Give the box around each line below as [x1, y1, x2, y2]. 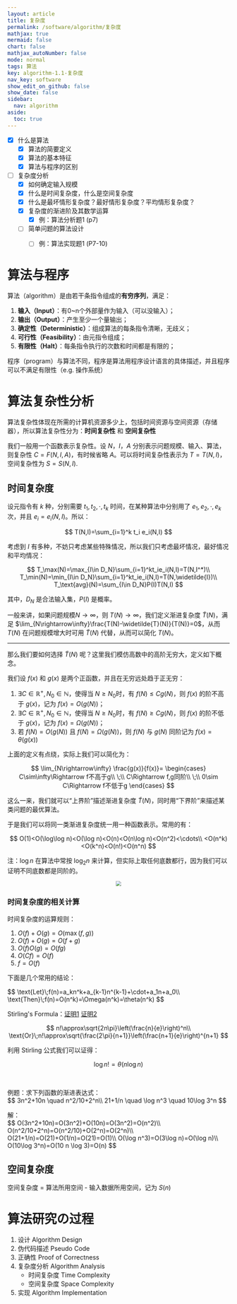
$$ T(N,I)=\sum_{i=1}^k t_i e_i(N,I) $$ [64, 527, 173, 536]
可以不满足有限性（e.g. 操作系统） [7, 365, 107, 375]
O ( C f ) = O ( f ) [17, 951, 54, 960]
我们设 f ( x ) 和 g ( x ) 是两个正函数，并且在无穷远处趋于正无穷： [7, 674, 185, 683]
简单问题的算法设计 [28, 224, 85, 233]
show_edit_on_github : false [7, 83, 90, 90]
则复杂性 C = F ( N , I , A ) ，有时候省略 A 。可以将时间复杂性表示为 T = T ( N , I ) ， [7, 450, 226, 459]
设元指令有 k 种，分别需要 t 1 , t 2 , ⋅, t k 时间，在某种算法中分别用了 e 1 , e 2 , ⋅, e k [7, 503, 221, 512]
